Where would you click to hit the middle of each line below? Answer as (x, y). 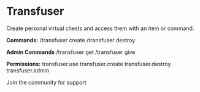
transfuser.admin (28, 70)
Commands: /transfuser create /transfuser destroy (71, 40)
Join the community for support (47, 82)
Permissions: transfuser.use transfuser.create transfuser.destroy (89, 64)
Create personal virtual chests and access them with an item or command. (100, 28)
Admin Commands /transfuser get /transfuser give (71, 52)
